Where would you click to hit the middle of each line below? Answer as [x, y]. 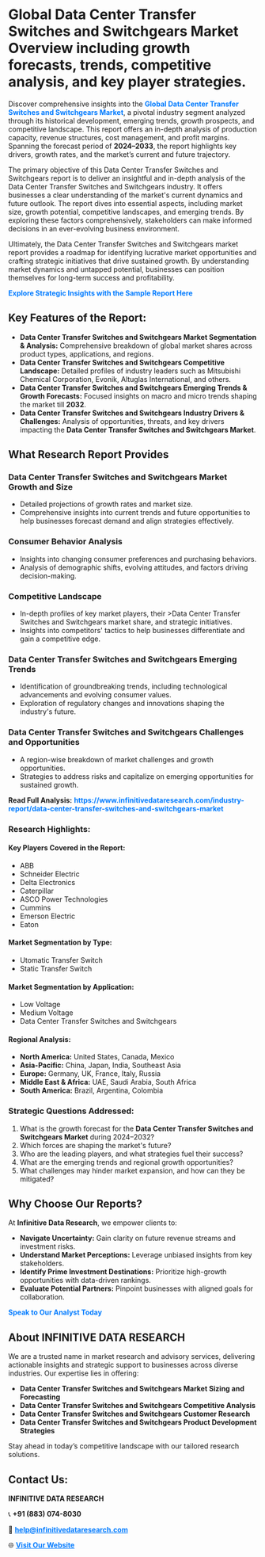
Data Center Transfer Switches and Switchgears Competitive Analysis [137, 1406]
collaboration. [42, 1297]
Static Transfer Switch [56, 968]
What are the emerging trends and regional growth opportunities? [126, 1162]
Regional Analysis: [40, 1039]
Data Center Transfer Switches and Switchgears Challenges [126, 732]
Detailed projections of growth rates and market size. [106, 504]
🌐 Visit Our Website [42, 1545]
